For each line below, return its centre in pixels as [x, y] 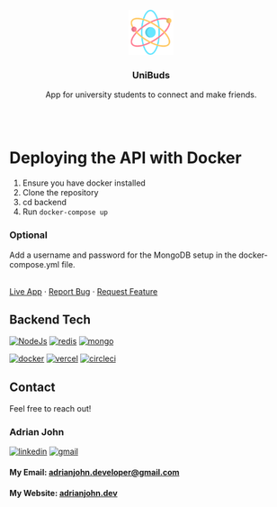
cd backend [45, 203]
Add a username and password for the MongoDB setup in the [123, 255]
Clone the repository [60, 193]
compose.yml [35, 264]
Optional [28, 235]
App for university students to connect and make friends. [151, 95]
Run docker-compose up [65, 212]
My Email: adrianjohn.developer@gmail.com [94, 473]
